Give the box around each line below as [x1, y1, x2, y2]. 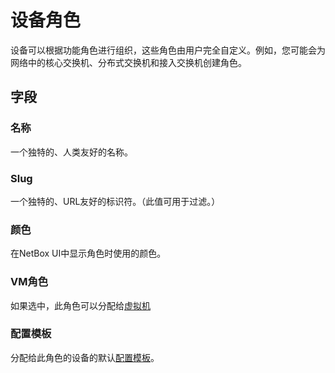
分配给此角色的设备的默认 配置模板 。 [10, 351, 160, 363]
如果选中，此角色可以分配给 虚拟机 [10, 299, 151, 311]
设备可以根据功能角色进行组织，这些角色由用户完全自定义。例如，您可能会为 [10, 44, 326, 56]
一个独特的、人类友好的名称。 [10, 146, 133, 158]
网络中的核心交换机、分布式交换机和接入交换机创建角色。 [10, 56, 247, 68]
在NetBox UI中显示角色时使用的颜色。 [10, 247, 167, 260]
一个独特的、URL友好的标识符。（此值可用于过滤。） [10, 195, 221, 207]
